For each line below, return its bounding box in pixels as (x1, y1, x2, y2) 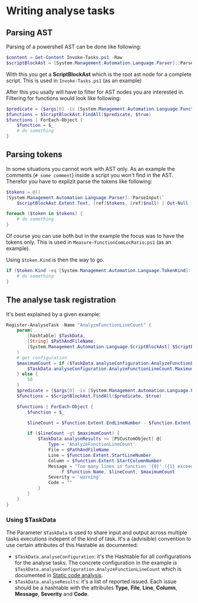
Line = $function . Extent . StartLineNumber (48, 452, 151, 458)
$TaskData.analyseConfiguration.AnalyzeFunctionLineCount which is (14, 565, 181, 572)
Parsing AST (6, 28, 53, 38)
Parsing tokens (6, 150, 63, 160)
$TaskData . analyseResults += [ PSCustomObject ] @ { (37, 436, 162, 442)
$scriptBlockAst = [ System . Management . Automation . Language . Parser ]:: (6, 60, 181, 66)
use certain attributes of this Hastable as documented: (6, 541, 138, 548)
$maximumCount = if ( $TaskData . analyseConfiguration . (16, 360, 151, 366)
